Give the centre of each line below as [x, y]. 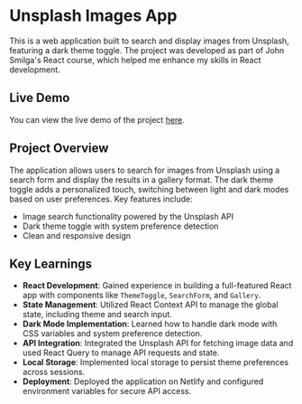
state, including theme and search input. [97, 315]
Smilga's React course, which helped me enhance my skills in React [135, 60]
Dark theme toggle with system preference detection [120, 226]
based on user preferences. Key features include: [101, 199]
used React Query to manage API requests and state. [121, 352]
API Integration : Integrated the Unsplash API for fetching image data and [158, 343]
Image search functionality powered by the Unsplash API [128, 216]
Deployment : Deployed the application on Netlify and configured [143, 381]
